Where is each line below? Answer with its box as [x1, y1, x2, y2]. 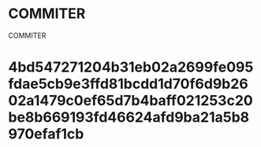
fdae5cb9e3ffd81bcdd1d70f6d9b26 [8, 75, 248, 93]
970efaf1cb [8, 125, 84, 143]
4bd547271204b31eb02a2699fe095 [8, 58, 254, 76]
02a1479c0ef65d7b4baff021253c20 [8, 92, 254, 110]
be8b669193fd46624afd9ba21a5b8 [8, 108, 250, 127]
